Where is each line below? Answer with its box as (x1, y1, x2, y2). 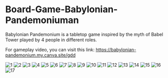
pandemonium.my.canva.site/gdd (5, 52, 76, 58)
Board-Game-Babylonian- (5, 4, 118, 15)
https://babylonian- (95, 46, 136, 53)
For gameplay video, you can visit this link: (5, 46, 95, 53)
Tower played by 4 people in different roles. (5, 37, 97, 43)
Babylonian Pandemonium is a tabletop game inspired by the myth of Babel (5, 31, 163, 37)
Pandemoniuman (5, 14, 79, 26)
